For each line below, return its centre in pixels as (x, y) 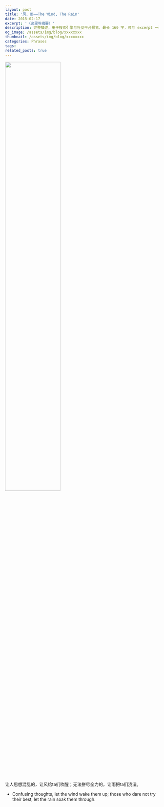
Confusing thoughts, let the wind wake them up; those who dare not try (84, 794)
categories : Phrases (26, 42)
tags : (10, 46)
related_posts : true (26, 50)
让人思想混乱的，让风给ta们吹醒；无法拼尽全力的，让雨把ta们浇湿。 (73, 784)
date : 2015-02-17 (23, 19)
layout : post (18, 10)
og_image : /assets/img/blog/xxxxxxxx (43, 32)
